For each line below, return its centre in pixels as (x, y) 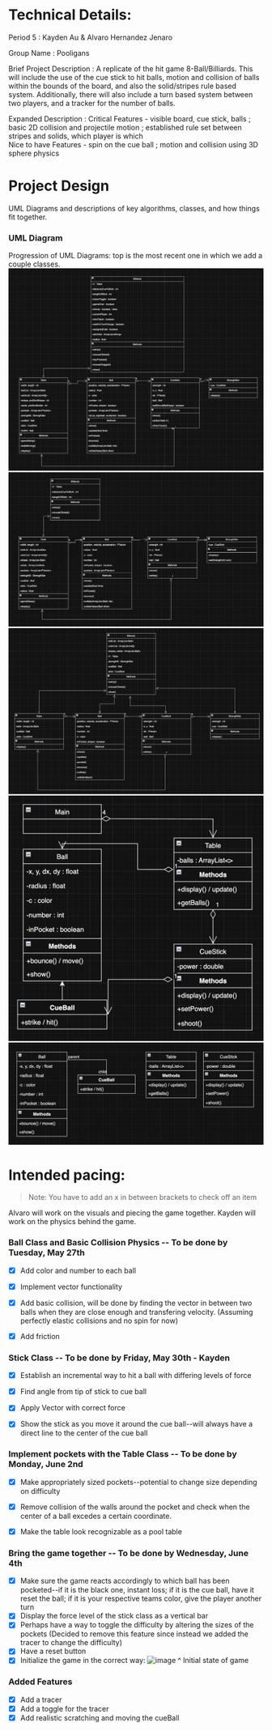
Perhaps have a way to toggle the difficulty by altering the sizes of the (137, 1625)
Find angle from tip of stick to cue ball (83, 1392)
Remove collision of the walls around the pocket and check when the (135, 1507)
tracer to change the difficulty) (71, 1643)
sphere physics (34, 153)
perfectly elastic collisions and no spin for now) (99, 1321)
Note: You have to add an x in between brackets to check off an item (142, 1197)
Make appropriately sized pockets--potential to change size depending (138, 1482)
